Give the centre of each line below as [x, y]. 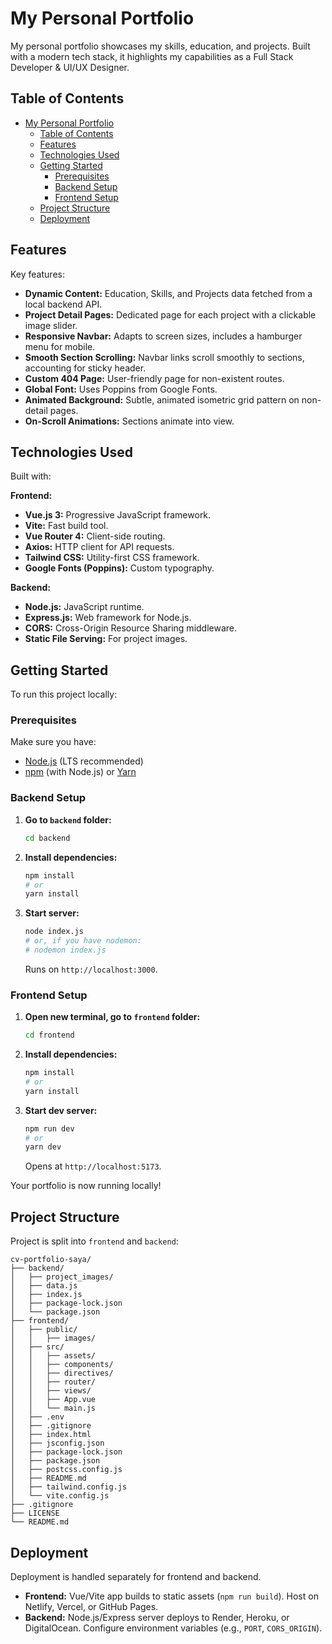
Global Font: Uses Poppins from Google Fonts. [121, 389]
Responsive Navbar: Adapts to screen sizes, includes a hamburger [163, 336]
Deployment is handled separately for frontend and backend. [136, 1576]
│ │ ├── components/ [62, 1365]
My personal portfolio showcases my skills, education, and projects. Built [160, 46]
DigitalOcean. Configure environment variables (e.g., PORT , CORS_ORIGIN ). [173, 1628]
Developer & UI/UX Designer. [70, 67]
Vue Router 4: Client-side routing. [95, 536]
